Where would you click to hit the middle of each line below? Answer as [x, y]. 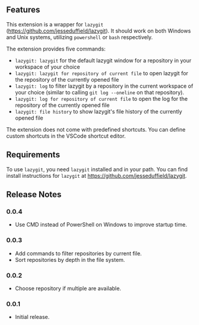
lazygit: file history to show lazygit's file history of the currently [98, 111]
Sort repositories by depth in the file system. [70, 260]
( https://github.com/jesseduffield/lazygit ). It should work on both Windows [99, 31]
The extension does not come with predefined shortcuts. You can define [96, 129]
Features [23, 10]
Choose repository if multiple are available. [68, 288]
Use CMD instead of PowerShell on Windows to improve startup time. [101, 225]
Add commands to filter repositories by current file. [78, 253]
